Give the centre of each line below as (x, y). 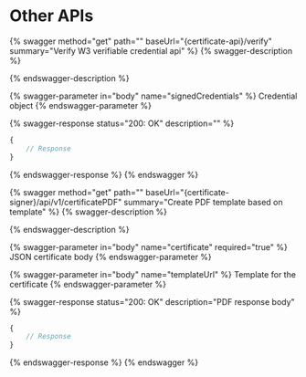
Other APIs (52, 16)
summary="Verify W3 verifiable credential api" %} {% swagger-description (151, 50)
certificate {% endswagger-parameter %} (88, 284)
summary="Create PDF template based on (203, 202)
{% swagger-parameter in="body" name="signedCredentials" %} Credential (153, 96)
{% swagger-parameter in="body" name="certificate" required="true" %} (148, 246)
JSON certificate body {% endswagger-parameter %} (111, 257)
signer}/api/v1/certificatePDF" (66, 202)
